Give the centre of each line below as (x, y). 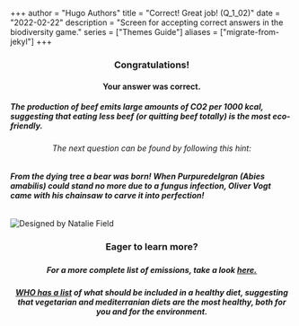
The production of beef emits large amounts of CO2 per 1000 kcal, (137, 107)
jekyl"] (22, 41)
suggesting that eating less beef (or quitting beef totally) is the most (141, 117)
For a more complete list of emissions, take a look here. (152, 270)
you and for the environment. (152, 312)
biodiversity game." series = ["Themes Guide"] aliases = (114, 32)
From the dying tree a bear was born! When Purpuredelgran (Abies (138, 176)
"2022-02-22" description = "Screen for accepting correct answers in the (147, 22)
